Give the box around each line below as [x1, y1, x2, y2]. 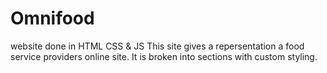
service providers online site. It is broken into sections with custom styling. [10, 50, 318, 62]
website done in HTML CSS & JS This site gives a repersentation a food [10, 40, 305, 52]
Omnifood [10, 7, 95, 30]
